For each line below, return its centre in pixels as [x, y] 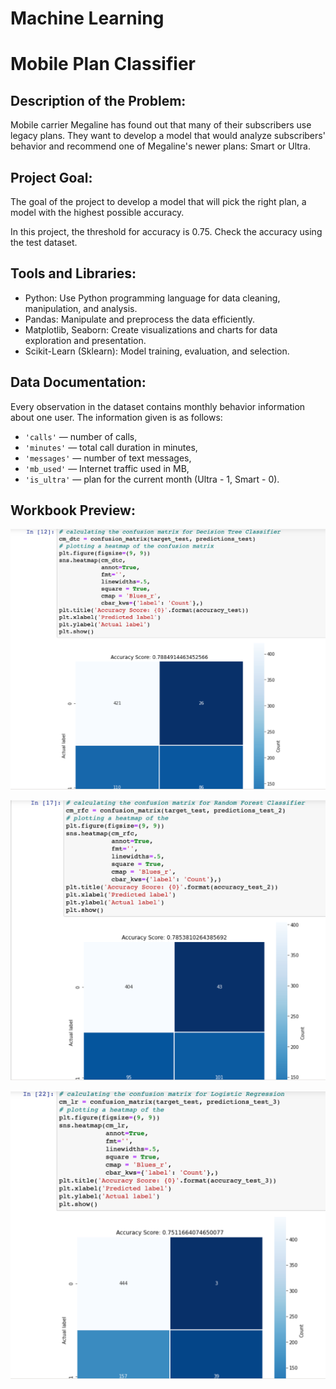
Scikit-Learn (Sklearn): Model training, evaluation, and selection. [157, 351]
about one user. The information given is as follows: [116, 417]
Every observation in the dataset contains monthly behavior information [158, 406]
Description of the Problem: [98, 100]
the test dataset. [44, 242]
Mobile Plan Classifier [103, 64]
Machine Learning [87, 18]
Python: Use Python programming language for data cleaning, [152, 298]
